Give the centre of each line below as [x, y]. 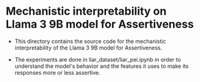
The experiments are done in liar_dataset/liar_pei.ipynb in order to [98, 59]
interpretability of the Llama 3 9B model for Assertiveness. [88, 48]
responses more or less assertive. [57, 72]
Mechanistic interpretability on [86, 11]
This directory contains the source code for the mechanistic [90, 41]
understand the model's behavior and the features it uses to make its [102, 66]
